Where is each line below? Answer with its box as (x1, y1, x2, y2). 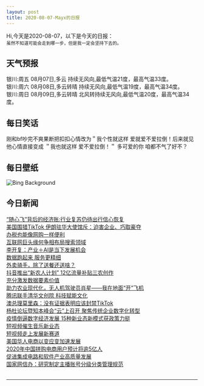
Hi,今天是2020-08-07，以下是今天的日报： (6, 32, 114, 40)
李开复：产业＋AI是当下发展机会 (6, 246, 86, 253)
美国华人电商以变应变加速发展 (6, 337, 81, 345)
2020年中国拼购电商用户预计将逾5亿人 (6, 345, 103, 352)
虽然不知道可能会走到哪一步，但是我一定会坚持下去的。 (6, 40, 122, 46)
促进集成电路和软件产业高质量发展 (6, 352, 92, 360)
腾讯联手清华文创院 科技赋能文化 (6, 291, 88, 299)
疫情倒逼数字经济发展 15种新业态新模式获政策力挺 (6, 315, 131, 322)
